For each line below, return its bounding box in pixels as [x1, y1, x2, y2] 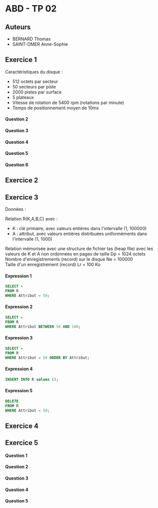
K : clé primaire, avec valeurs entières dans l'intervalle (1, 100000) [12, 225, 147, 231]
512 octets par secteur [12, 78, 58, 85]
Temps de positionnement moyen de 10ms [12, 105, 99, 111]
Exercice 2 [5, 176, 39, 184]
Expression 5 [5, 388, 33, 394]
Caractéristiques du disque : [5, 69, 63, 75]
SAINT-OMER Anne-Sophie [12, 41, 68, 47]
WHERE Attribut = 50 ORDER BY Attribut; [5, 355, 90, 360]
